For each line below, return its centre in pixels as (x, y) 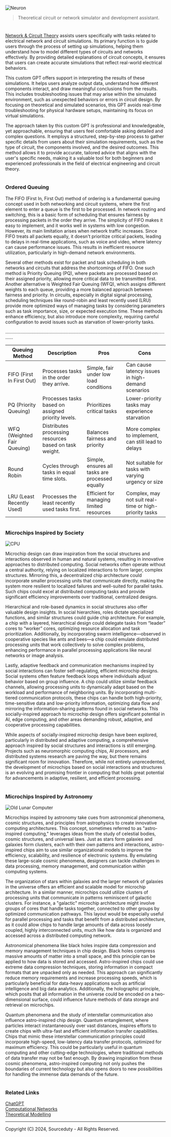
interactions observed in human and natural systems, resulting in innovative (84, 559)
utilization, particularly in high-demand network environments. (70, 253)
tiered (11, 698)
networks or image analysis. (35, 656)
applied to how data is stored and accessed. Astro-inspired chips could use (84, 961)
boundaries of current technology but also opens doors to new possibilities (84, 1069)
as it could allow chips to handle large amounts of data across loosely (78, 925)
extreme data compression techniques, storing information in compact (79, 967)
